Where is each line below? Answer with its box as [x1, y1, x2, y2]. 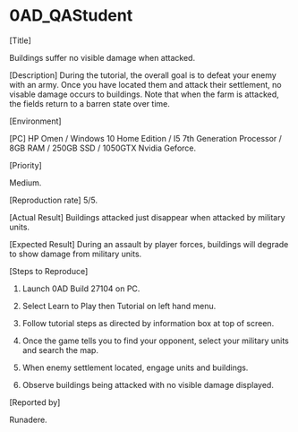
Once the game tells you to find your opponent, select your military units [21, 335, 289, 346]
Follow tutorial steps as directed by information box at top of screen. [21, 317, 275, 328]
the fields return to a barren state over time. [9, 98, 170, 108]
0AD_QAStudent [9, 5, 133, 26]
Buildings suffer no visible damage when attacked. [9, 52, 195, 63]
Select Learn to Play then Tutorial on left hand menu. [21, 300, 217, 311]
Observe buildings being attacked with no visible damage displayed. [21, 379, 275, 390]
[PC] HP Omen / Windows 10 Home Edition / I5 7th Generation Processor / [9, 133, 282, 143]
